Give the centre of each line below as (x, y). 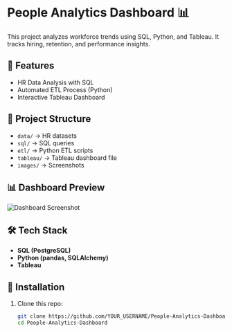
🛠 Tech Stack (37, 230)
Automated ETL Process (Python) (65, 89)
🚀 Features (31, 66)
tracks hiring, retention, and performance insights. (79, 44)
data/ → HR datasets (47, 136)
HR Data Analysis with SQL (56, 82)
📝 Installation (36, 287)
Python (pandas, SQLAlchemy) (63, 258)
